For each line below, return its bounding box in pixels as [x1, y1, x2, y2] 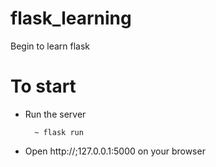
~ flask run [34, 127, 84, 137]
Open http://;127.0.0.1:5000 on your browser [24, 145, 206, 157]
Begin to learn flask [10, 40, 91, 52]
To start [10, 75, 77, 98]
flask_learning [10, 7, 132, 30]
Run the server [24, 108, 87, 120]
